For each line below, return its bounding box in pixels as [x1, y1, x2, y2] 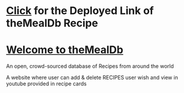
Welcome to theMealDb [6, 43, 124, 57]
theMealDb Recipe [6, 16, 98, 30]
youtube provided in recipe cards [6, 80, 87, 87]
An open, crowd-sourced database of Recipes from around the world [6, 63, 174, 70]
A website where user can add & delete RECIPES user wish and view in [6, 74, 178, 81]
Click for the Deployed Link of [6, 4, 155, 18]
